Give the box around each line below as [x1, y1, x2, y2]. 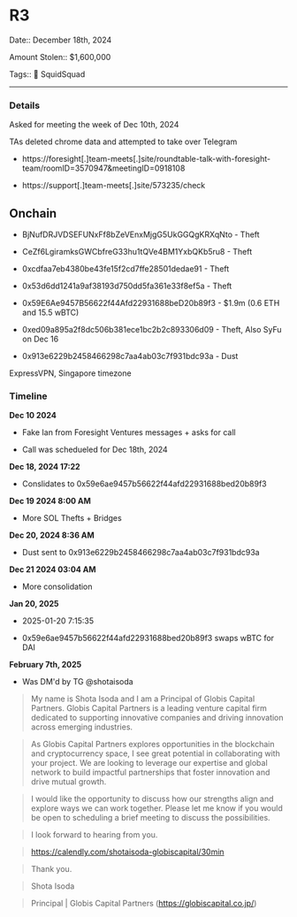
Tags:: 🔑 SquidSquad [9, 68, 86, 80]
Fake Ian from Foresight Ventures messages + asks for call [21, 427, 236, 438]
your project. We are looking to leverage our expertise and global [30, 758, 268, 768]
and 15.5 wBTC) [21, 307, 80, 318]
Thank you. [30, 864, 72, 875]
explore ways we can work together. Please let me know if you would [30, 803, 283, 814]
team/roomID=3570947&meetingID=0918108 [21, 163, 186, 173]
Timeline [9, 390, 48, 402]
